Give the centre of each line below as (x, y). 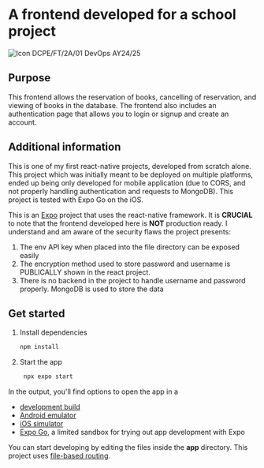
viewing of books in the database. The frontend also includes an (112, 105)
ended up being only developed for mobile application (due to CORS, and (127, 182)
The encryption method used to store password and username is (125, 264)
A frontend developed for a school (122, 15)
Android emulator (48, 415)
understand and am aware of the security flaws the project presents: (119, 231)
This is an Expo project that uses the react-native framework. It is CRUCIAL (130, 215)
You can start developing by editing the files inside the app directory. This (128, 447)
